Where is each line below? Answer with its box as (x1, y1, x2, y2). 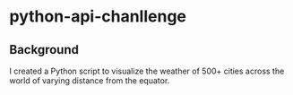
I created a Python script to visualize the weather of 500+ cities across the (9, 65, 285, 76)
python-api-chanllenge (9, 6, 186, 27)
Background (9, 42, 79, 57)
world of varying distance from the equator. (9, 75, 170, 86)
